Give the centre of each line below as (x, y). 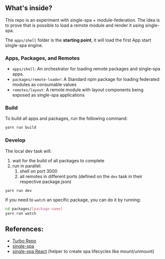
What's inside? (29, 8)
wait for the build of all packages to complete (58, 160)
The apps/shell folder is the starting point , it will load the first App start (78, 40)
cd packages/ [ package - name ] (34, 209)
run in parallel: (27, 166)
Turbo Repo (24, 241)
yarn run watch (21, 214)
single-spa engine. (24, 45)
